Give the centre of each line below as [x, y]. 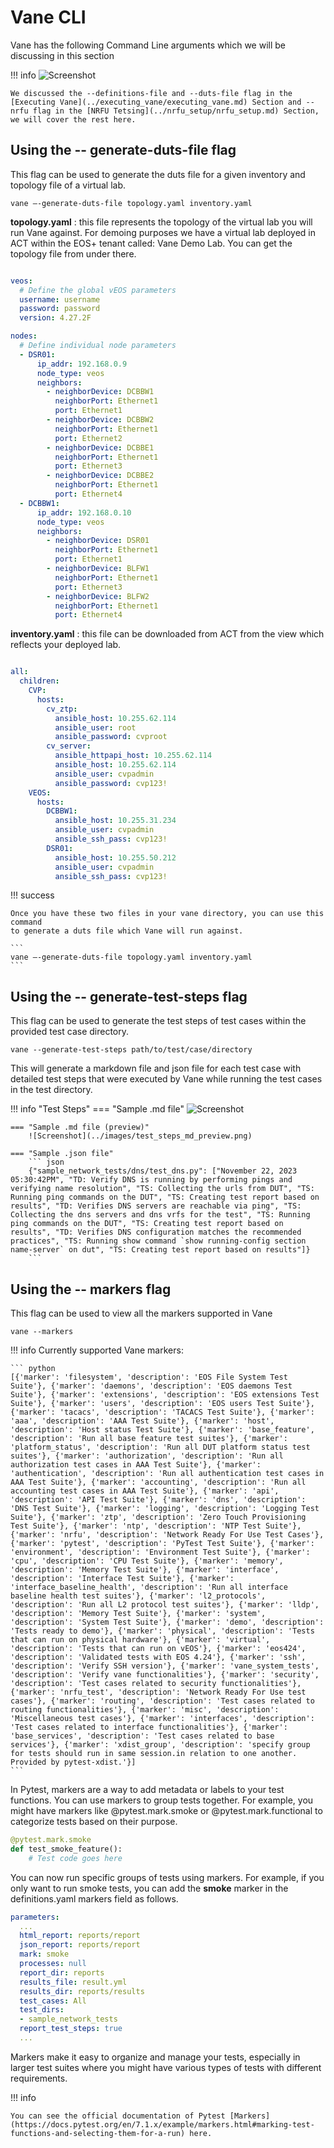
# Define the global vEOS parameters [98, 290]
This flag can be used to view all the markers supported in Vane [141, 1313]
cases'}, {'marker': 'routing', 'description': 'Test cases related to [162, 1701]
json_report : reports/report [80, 1945]
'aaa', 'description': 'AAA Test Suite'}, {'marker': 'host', [142, 1421]
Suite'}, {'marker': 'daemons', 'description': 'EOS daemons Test [151, 1386]
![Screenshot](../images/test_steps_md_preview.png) [140, 1136]
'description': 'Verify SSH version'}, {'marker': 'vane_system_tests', [165, 1666]
